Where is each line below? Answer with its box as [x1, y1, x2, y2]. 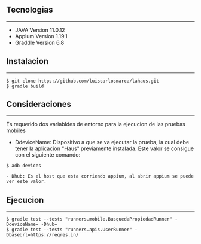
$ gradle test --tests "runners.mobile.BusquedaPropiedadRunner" [6, 216, 172, 222]
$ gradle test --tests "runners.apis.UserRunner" [6, 227, 133, 233]
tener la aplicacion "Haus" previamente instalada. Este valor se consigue [14, 145, 194, 152]
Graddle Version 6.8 [14, 39, 65, 46]
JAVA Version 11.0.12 [14, 26, 65, 33]
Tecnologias [6, 5, 53, 15]
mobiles [6, 127, 26, 134]
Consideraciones [6, 99, 72, 109]
